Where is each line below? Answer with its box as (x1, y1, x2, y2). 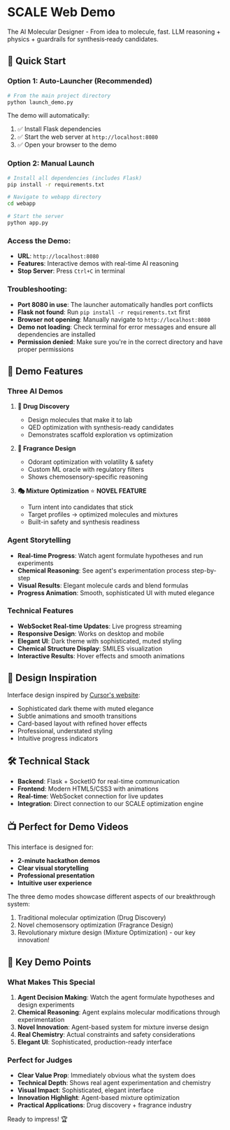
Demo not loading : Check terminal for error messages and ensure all (17, 322, 217, 331)
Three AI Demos (7, 386, 64, 396)
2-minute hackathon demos (17, 857, 101, 865)
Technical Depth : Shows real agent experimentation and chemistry (17, 1079, 211, 1087)
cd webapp (7, 200, 36, 207)
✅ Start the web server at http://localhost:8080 (17, 132, 159, 141)
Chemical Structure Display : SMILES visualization (17, 644, 163, 653)
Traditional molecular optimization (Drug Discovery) (17, 913, 166, 922)
